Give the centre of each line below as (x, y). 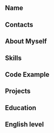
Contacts (19, 25)
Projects (18, 91)
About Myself (26, 41)
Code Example (27, 75)
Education (21, 108)
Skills (13, 58)
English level (25, 124)
